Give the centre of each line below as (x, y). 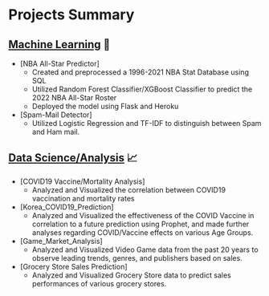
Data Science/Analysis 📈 (73, 158)
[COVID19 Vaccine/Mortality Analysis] (82, 181)
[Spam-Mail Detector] (56, 115)
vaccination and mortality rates (83, 198)
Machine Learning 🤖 (59, 45)
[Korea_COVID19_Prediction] (67, 207)
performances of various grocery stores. (99, 283)
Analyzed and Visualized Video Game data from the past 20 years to (145, 249)
